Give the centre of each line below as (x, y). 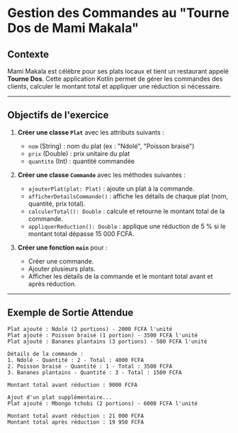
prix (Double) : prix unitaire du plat (79, 153)
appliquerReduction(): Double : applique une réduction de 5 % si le (127, 226)
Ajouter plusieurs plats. (62, 269)
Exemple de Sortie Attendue (70, 313)
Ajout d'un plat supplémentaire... (60, 397)
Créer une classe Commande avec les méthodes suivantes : (101, 174)
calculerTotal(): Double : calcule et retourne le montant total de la (126, 211)
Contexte (28, 54)
